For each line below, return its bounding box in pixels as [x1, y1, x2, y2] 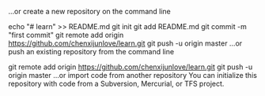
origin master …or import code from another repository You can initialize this [8, 71, 257, 79]
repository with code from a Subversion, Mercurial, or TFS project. [8, 79, 225, 88]
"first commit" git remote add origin [8, 31, 124, 39]
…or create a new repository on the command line [8, 7, 172, 16]
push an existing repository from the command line [8, 47, 175, 56]
